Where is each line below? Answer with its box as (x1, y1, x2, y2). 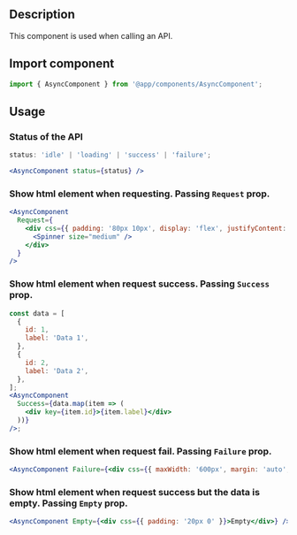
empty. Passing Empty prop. (9, 497, 128, 509)
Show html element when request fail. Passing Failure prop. (9, 445, 272, 457)
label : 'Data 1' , (25, 333, 89, 343)
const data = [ (9, 309, 65, 317)
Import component (9, 57, 115, 72)
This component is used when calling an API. (9, 30, 173, 41)
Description (9, 7, 75, 22)
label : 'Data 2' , (25, 366, 89, 375)
